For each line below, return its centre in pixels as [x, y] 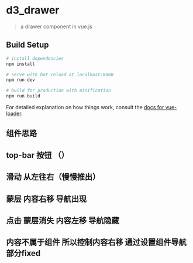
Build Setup [27, 45]
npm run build [23, 96]
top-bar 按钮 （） [37, 155]
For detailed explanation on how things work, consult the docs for [85, 107]
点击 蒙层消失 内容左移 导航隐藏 [63, 220]
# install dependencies [35, 58]
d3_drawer [33, 10]
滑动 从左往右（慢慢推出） [53, 177]
